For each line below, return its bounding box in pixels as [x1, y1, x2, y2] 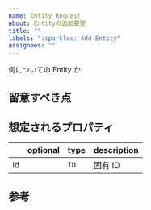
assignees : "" [8, 42, 57, 50]
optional [27, 145, 61, 156]
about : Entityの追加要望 [8, 19, 86, 27]
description [93, 145, 139, 156]
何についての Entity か [8, 65, 81, 75]
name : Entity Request [8, 11, 82, 20]
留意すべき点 [8, 90, 72, 105]
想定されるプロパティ [8, 120, 115, 134]
